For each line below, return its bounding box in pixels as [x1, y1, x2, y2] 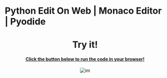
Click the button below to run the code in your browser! [25, 56, 145, 62]
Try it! [72, 39, 98, 51]
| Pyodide [5, 16, 46, 27]
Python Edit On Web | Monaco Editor [5, 5, 162, 17]
